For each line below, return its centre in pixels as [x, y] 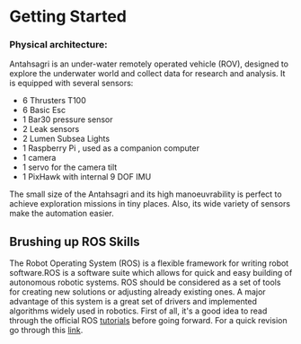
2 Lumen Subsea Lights [66, 139]
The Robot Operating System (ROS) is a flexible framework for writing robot [149, 263]
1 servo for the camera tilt [70, 167]
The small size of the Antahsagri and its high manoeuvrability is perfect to [146, 194]
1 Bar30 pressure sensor [67, 119]
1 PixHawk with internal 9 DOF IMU [87, 177]
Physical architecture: [58, 45]
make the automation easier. [62, 214]
